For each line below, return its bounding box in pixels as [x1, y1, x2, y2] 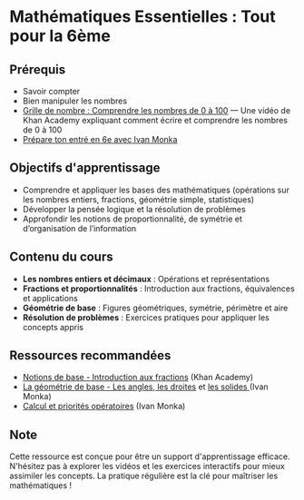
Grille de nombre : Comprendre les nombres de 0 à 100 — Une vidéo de [22, 105, 291, 115]
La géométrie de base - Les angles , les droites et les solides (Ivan [22, 381, 270, 392]
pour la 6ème [9, 25, 111, 46]
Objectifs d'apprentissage [9, 161, 161, 176]
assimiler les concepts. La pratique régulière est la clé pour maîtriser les [9, 470, 279, 482]
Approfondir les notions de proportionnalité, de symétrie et [22, 213, 242, 224]
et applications [22, 292, 79, 303]
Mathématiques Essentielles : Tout [9, 6, 277, 27]
